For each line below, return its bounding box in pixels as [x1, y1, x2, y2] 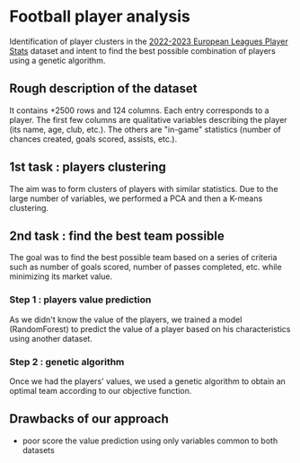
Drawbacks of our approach [9, 411, 169, 427]
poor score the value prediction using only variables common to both [22, 435, 278, 446]
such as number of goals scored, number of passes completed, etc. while [9, 262, 282, 273]
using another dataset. [9, 333, 93, 344]
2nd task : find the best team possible [9, 228, 225, 243]
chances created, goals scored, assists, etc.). [9, 133, 178, 144]
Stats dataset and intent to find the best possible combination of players [9, 45, 276, 56]
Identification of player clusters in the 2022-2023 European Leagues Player [9, 36, 289, 47]
